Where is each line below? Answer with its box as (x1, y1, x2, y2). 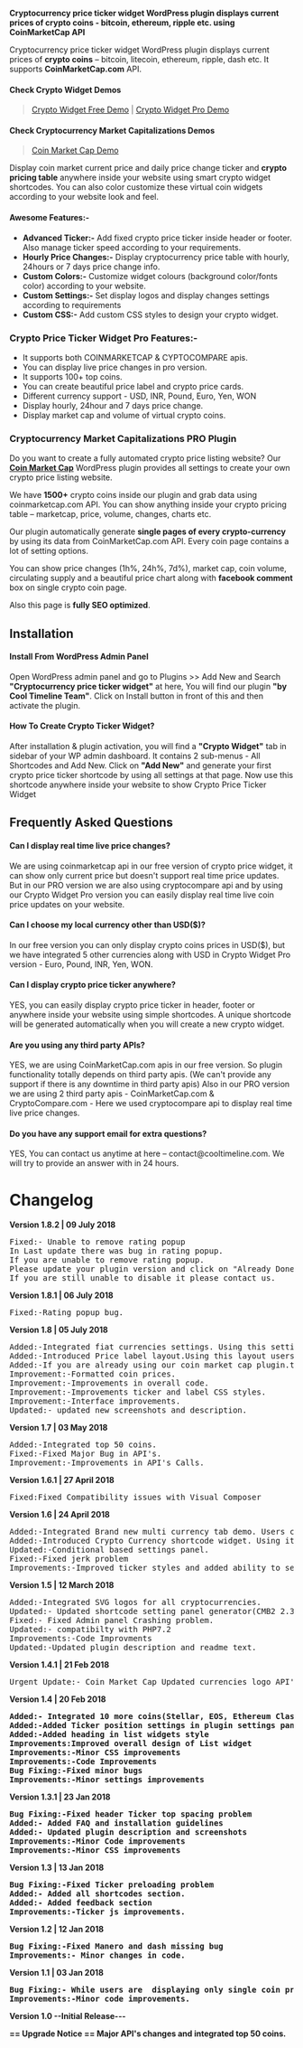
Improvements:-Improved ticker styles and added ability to (9, 1563, 281, 1574)
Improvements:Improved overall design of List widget (9, 1739, 252, 1749)
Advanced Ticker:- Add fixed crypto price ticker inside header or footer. (22, 232, 292, 243)
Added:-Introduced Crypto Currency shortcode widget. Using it (9, 1536, 295, 1546)
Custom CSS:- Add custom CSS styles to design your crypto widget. (22, 309, 279, 320)
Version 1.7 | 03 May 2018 (9, 1423, 108, 1433)
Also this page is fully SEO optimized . (9, 600, 151, 611)
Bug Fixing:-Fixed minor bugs (9, 1766, 143, 1776)
